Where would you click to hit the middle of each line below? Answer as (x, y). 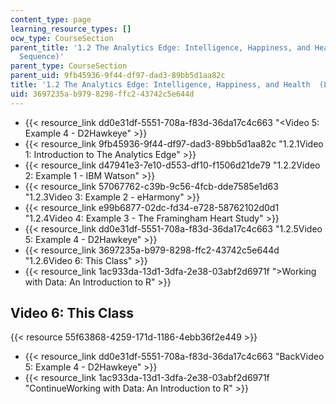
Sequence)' (42, 57)
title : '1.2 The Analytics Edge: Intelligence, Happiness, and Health (160, 85)
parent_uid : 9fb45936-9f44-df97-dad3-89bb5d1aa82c (118, 76)
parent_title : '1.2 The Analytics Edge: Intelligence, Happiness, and (160, 47)
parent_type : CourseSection (69, 66)
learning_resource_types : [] (71, 29)
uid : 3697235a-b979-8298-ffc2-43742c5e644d (102, 94)
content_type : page (51, 19)
